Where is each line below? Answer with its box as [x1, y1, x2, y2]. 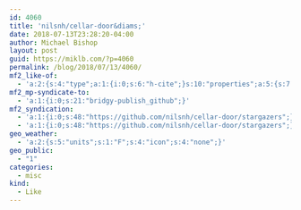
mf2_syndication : [9, 105, 74, 113]
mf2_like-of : [9, 71, 58, 80]
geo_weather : [9, 130, 58, 139]
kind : [9, 180, 30, 189]
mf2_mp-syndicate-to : [9, 88, 90, 97]
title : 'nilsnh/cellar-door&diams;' [9, 21, 146, 30]
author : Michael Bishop [9, 38, 99, 47]
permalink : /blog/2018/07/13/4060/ [9, 63, 142, 72]
